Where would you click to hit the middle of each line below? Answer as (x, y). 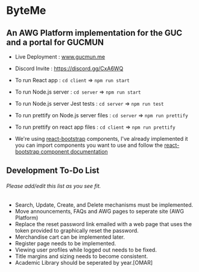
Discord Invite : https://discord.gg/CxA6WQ (69, 68)
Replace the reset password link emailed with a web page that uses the (103, 224)
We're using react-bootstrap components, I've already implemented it (101, 139)
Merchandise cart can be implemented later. (70, 237)
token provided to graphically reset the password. (77, 230)
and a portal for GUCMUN (55, 42)
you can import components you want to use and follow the (89, 145)
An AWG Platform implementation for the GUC (94, 33)
